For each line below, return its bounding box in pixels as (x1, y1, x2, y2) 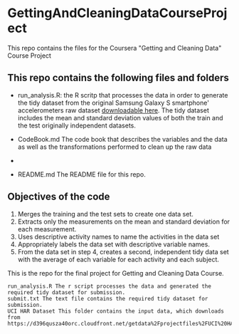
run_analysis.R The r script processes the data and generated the (7, 283, 212, 290)
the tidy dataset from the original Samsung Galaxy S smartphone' (17, 98, 210, 107)
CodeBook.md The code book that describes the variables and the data (17, 135, 228, 143)
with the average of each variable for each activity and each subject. (17, 255, 219, 263)
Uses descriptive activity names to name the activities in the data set (17, 232, 220, 241)
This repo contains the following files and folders (7, 72, 230, 84)
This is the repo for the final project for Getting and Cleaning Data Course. (7, 268, 224, 277)
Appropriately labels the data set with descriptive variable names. (17, 240, 210, 249)
